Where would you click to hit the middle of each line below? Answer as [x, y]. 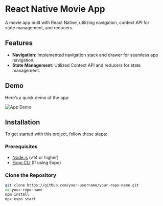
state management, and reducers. [39, 27]
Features [19, 43]
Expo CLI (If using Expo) [36, 163]
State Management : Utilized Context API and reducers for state [76, 65]
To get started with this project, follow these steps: [56, 134]
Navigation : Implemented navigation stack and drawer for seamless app [85, 55]
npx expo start [21, 199]
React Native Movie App [55, 9]
